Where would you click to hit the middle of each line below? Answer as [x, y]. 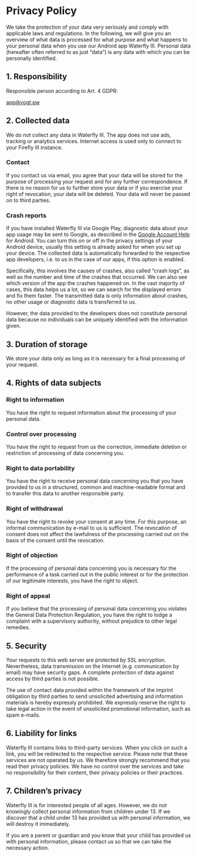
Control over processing [41, 434]
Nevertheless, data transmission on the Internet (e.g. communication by [93, 666]
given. [14, 326]
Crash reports [26, 215]
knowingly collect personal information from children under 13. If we [88, 811]
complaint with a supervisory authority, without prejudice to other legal [91, 621]
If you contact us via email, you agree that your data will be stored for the [94, 175]
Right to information [35, 400]
